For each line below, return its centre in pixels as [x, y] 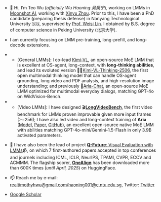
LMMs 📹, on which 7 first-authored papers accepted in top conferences [83, 150]
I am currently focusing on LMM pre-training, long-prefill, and [72, 40]
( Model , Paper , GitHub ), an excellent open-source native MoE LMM [85, 125]
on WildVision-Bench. [39, 96]
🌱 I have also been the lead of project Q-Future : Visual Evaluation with [81, 145]
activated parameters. [40, 135]
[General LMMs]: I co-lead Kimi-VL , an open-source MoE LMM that [85, 60]
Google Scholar [26, 194]
